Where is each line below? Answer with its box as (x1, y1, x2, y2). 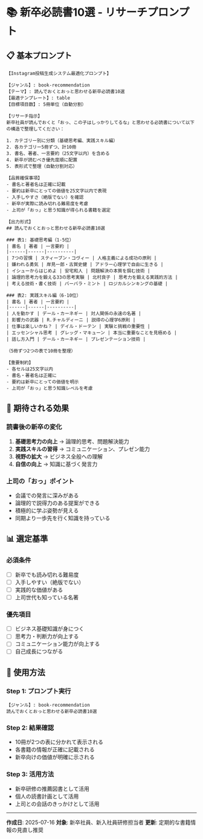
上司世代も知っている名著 (14, 593, 79, 601)
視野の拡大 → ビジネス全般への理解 (14, 452, 103, 460)
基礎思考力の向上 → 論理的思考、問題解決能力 (14, 437, 130, 445)
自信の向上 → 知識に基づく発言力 (14, 460, 98, 468)
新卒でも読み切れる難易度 (14, 571, 79, 578)
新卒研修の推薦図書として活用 (14, 785, 89, 792)
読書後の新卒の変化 (6, 423, 62, 431)
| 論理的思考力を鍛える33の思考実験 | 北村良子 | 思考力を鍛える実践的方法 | (6, 274, 178, 280)
